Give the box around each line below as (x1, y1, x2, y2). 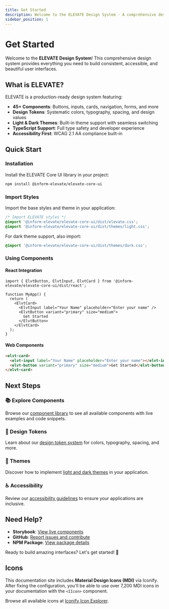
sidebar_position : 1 (5, 17, 49, 22)
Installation (5, 160, 34, 167)
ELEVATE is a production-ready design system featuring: (5, 94, 123, 100)
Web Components (5, 342, 44, 348)
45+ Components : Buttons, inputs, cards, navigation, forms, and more (12, 104, 159, 110)
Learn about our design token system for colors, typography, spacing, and (5, 439, 159, 446)
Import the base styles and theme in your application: (5, 205, 116, 211)
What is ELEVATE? (5, 80, 64, 89)
